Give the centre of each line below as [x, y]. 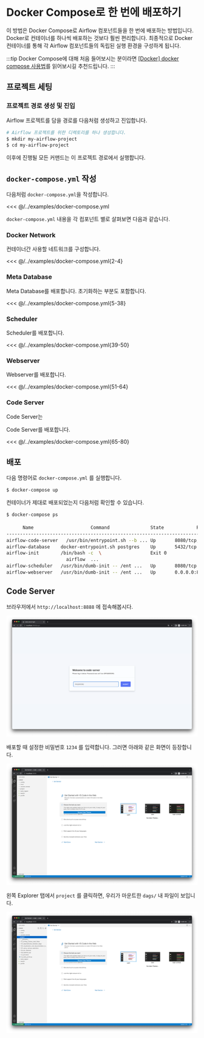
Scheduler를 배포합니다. [36, 333]
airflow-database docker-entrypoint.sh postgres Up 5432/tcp [102, 547]
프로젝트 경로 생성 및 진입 [41, 106]
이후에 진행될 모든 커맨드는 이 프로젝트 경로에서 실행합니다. [76, 158]
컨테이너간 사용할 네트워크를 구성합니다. [53, 249]
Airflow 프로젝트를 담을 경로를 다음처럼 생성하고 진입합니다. [77, 120]
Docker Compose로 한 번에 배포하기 [94, 12]
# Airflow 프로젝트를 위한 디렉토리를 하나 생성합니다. [66, 132]
